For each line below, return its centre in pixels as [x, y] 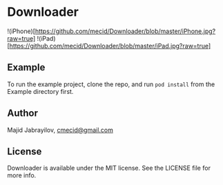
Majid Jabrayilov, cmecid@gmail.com [60, 130]
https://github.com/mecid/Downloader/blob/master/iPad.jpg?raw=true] [110, 46]
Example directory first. [40, 91]
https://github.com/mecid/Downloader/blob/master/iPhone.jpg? [125, 31]
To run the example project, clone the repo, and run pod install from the [111, 84]
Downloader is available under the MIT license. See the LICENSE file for [109, 168]
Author [22, 114]
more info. [22, 175]
